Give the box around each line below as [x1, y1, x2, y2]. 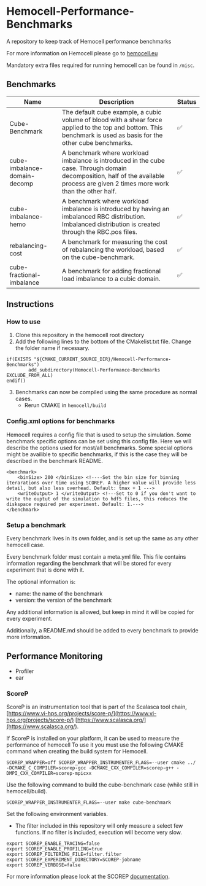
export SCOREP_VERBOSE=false [6, 862, 81, 868]
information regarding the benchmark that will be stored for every [6, 560, 172, 567]
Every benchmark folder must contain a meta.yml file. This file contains [6, 553, 186, 561]
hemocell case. [6, 542, 45, 549]
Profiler [15, 667, 34, 675]
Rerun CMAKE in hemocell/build [24, 402, 107, 409]
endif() [6, 378, 26, 384]
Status [177, 97, 197, 106]
